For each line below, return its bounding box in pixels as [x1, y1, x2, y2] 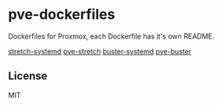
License [8, 69, 48, 83]
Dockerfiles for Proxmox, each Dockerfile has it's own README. [8, 31, 215, 41]
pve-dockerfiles [8, 5, 115, 24]
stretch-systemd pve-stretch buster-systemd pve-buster [8, 46, 192, 56]
